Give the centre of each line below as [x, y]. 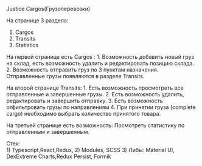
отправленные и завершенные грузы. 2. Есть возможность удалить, [95, 94]
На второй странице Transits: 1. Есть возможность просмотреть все [95, 88]
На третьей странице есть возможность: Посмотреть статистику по [96, 125]
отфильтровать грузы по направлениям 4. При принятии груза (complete [101, 107]
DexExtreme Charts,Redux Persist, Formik [59, 156]
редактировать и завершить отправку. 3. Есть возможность [85, 101]
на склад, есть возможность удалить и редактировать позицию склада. [100, 63]
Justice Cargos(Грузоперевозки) [48, 9]
